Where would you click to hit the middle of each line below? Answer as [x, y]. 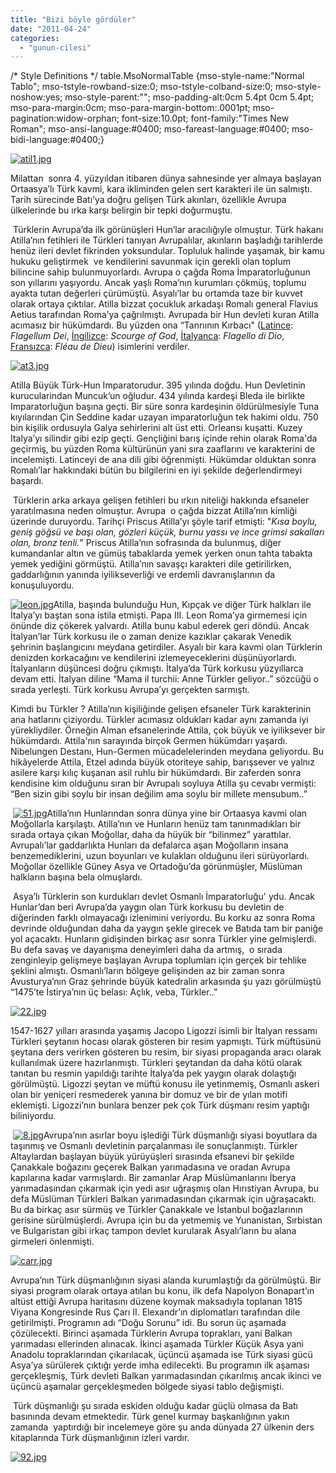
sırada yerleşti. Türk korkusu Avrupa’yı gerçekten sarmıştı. [130, 690]
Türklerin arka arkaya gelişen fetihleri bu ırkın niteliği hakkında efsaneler [161, 500]
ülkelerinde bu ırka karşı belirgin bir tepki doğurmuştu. [121, 210]
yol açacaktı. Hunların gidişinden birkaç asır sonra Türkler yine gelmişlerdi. [163, 939]
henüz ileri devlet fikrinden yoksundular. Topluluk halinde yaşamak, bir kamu [167, 251]
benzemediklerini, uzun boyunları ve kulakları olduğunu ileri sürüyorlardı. [160, 856]
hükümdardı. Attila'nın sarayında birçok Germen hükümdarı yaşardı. [149, 741]
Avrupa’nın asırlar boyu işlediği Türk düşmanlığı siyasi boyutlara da [180, 1135]
